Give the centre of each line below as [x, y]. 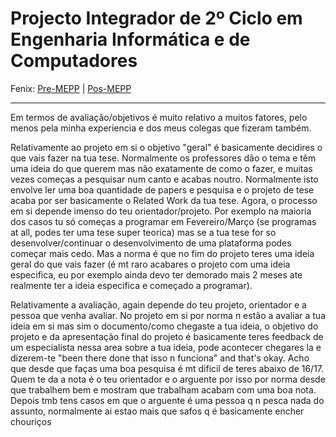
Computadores [74, 61]
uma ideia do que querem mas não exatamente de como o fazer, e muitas [161, 168]
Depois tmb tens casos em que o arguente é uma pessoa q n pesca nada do [167, 400]
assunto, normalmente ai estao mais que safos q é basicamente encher [157, 411]
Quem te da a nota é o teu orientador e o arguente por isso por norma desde [168, 379]
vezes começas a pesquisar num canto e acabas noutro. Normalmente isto [164, 179]
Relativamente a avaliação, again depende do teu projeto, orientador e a [158, 304]
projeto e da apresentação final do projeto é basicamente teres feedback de [167, 336]
